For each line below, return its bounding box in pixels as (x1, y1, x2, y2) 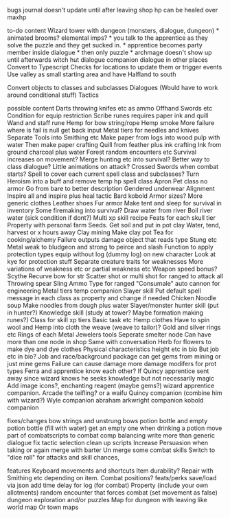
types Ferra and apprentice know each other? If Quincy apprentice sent (7, 367, 209, 375)
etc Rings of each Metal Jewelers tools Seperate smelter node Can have (7, 330, 211, 339)
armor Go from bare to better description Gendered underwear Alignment (7, 185, 215, 192)
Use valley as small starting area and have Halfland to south (7, 70, 176, 78)
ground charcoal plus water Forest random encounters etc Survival (7, 148, 197, 156)
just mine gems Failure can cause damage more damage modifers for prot (7, 360, 217, 368)
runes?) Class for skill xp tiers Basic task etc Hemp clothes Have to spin (7, 316, 210, 324)
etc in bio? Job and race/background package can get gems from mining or (7, 352, 221, 360)
